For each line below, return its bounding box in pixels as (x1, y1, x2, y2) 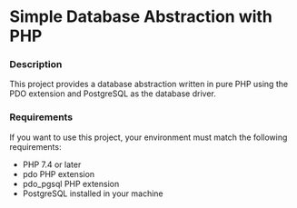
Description (9, 58, 63, 71)
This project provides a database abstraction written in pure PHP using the (9, 79, 289, 90)
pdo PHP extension (22, 168, 95, 179)
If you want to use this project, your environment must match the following (9, 132, 288, 143)
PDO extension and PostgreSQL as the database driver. (9, 88, 216, 99)
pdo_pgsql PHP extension (22, 178, 120, 189)
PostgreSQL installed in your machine (22, 188, 163, 199)
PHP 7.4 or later (22, 159, 82, 170)
